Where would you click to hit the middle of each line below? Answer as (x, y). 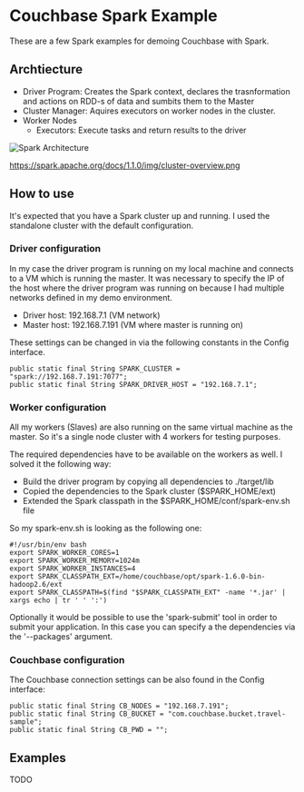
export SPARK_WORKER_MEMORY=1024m (75, 561)
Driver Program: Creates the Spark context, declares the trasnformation (156, 91)
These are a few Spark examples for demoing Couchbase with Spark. (139, 41)
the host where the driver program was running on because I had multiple (147, 288)
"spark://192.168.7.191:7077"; (69, 376)
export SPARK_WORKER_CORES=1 (64, 553)
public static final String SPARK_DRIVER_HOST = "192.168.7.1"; (133, 384)
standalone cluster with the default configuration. (102, 225)
